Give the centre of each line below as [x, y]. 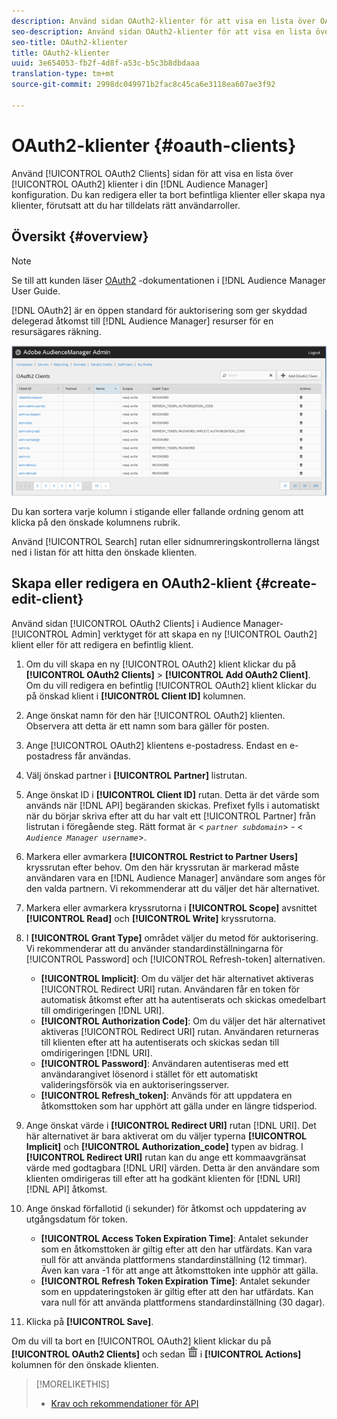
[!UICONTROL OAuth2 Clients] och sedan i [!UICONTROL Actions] [156, 1354]
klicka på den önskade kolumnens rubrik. [96, 522]
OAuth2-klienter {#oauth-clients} [154, 145]
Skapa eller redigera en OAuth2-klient [132, 583]
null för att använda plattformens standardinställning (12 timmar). [174, 1259]
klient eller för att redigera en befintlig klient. [102, 644]
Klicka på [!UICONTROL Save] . [89, 1321]
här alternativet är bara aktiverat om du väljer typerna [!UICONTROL [166, 1136]
